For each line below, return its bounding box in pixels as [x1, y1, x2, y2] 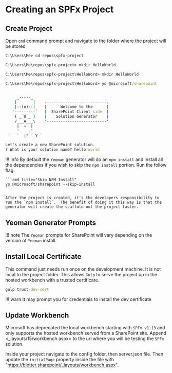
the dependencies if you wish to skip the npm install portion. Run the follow [5, 162, 167, 168]
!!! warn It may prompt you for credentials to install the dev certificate [5, 296, 152, 302]
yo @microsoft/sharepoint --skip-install [5, 182, 95, 187]
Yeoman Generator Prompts [5, 218, 97, 227]
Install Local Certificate [5, 252, 82, 261]
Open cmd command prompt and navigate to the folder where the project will [5, 38, 166, 44]
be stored [5, 43, 26, 49]
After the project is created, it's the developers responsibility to [5, 196, 160, 201]
